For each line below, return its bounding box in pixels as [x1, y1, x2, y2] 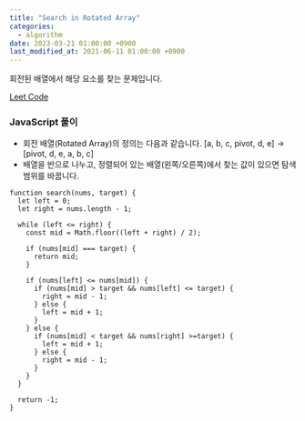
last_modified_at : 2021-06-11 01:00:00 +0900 [9, 47, 185, 56]
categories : [9, 22, 55, 31]
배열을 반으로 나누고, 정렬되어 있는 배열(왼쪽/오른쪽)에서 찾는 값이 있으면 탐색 [22, 159, 297, 170]
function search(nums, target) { [9, 188, 137, 198]
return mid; [33, 252, 79, 262]
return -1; [17, 396, 59, 405]
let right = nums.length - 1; [17, 205, 132, 214]
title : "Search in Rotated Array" [9, 13, 141, 23]
